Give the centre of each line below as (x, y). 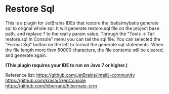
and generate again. (26, 55)
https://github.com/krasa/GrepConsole (46, 80)
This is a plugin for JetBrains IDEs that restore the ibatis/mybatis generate (82, 23)
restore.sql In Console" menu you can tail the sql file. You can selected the (83, 39)
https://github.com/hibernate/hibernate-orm (51, 86)
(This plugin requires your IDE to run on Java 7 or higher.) (67, 65)
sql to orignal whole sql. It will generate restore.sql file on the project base (82, 28)
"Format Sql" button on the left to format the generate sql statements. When (84, 44)
